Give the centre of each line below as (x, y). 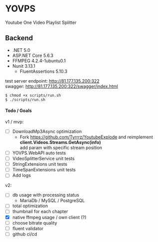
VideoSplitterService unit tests (43, 159)
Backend (19, 38)
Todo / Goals (19, 111)
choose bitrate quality (35, 223)
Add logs (22, 175)
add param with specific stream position (61, 148)
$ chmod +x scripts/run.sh (33, 95)
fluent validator (28, 228)
